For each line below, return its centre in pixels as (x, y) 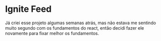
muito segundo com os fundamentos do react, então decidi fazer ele (75, 28)
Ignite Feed (28, 9)
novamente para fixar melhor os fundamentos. (52, 33)
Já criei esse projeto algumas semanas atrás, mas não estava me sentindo (80, 23)
